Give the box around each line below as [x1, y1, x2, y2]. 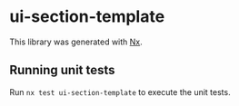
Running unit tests [9, 63, 115, 78]
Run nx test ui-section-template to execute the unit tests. [9, 86, 231, 97]
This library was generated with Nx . [9, 36, 143, 47]
